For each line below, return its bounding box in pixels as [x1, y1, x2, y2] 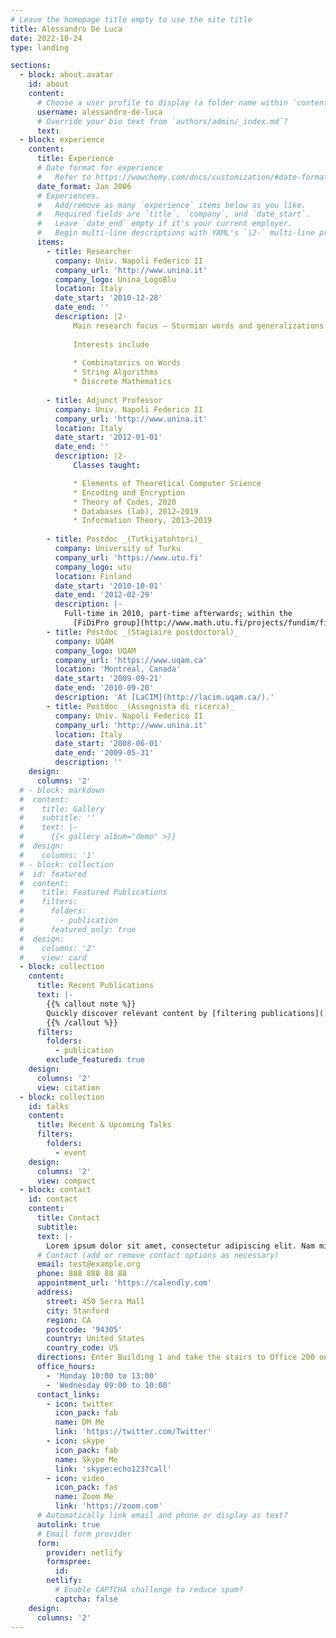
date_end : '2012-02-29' [54, 590, 155, 600]
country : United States [46, 1334, 145, 1344]
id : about [28, 79, 70, 90]
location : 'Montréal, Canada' [54, 664, 182, 675]
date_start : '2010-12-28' [54, 293, 163, 303]
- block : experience [19, 135, 105, 145]
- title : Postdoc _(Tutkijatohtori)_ [46, 534, 203, 545]
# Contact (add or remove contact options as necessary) [36, 1250, 280, 1260]
